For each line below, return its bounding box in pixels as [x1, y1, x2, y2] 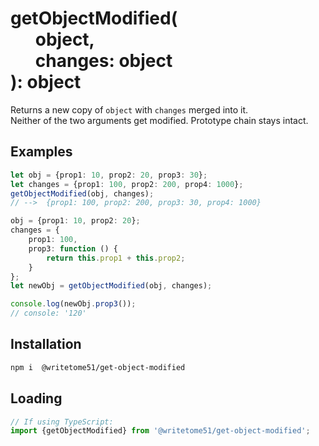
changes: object [34, 50, 173, 72]
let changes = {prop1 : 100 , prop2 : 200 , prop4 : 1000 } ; [10, 179, 244, 189]
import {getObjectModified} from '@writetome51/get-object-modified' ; [10, 426, 311, 436]
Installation [10, 336, 82, 353]
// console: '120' [10, 308, 87, 319]
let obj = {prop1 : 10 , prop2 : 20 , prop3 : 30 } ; [10, 170, 208, 180]
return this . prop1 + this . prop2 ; [46, 253, 186, 263]
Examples [10, 143, 73, 161]
